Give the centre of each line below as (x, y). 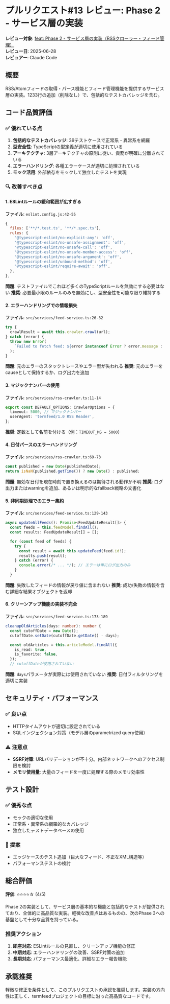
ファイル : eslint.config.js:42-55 (41, 214)
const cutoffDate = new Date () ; (44, 631)
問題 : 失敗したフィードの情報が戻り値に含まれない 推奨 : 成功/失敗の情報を (83, 585)
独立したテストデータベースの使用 (48, 830)
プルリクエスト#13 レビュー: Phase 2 (83, 10)
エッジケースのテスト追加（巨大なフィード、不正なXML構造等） (80, 857)
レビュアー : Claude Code (31, 57)
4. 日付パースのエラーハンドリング (41, 445)
